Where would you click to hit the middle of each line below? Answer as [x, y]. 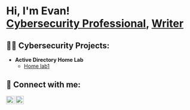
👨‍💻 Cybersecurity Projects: [58, 45]
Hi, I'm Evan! [38, 11]
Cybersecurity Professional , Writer [95, 23]
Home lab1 [36, 66]
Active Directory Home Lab [49, 60]
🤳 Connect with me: [43, 85]
